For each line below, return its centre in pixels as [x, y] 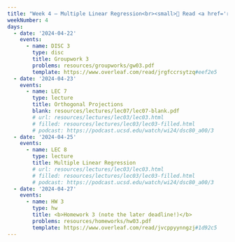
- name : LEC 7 [47, 91]
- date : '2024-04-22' [45, 33]
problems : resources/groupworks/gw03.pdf [94, 66]
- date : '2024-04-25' [45, 137]
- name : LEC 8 [47, 150]
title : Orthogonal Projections [78, 105]
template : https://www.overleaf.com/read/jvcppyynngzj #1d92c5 [125, 227]
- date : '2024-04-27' [45, 189]
